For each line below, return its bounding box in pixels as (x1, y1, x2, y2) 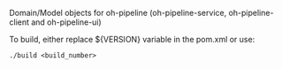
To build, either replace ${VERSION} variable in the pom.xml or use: (9, 34, 255, 44)
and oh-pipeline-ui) (30, 17, 102, 27)
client (9, 17, 29, 27)
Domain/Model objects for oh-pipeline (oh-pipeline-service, (9, 8, 227, 18)
